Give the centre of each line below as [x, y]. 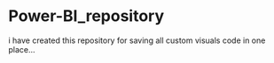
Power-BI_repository [86, 16]
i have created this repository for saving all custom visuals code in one [137, 40]
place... [22, 49]
